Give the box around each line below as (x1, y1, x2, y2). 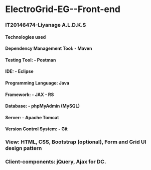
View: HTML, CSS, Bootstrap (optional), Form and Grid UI (5, 138, 146, 145)
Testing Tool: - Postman (5, 57, 56, 63)
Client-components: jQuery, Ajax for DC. (5, 158, 106, 165)
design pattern (5, 145, 42, 152)
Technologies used (5, 34, 46, 40)
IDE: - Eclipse (5, 68, 34, 74)
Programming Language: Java (5, 80, 69, 86)
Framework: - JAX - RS (5, 92, 54, 98)
